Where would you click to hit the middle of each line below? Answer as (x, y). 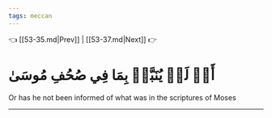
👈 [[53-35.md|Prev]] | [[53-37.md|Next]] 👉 (83, 39)
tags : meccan (30, 16)
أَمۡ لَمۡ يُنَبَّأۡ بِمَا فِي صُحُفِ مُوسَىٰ (112, 75)
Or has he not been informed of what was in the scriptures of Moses (122, 97)
